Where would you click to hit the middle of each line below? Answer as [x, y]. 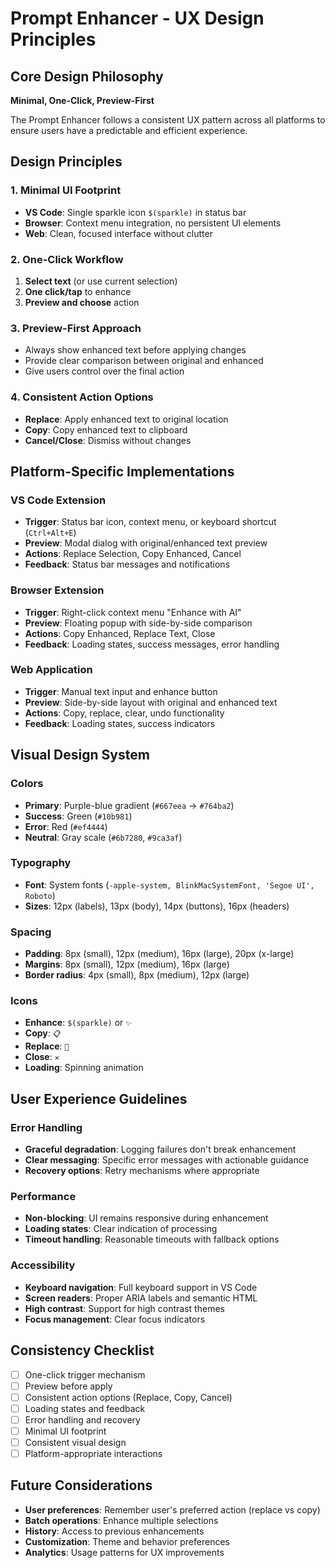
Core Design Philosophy [87, 76]
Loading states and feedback [85, 1408]
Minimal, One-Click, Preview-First [82, 100]
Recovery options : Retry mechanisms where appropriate [142, 1171]
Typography [41, 863]
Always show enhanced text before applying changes [135, 350]
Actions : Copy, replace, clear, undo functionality [124, 713]
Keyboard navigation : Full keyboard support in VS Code [141, 1287]
